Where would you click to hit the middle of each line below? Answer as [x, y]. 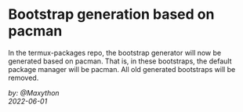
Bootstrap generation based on [111, 14]
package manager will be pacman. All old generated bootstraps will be [122, 69]
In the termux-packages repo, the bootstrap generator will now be [115, 52]
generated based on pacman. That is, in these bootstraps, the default [120, 61]
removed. [24, 78]
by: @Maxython [34, 92]
